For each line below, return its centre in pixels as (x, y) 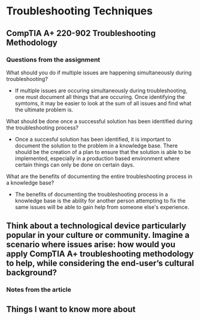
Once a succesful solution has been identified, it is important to (93, 139)
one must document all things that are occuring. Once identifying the (100, 96)
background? (32, 273)
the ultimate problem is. (44, 110)
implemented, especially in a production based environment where (97, 158)
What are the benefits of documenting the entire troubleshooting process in (99, 176)
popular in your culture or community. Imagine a (98, 235)
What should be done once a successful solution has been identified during (99, 121)
